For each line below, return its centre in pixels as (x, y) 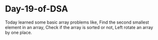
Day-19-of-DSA (37, 9)
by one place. (19, 32)
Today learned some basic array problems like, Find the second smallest (77, 22)
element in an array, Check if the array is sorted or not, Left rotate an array (79, 27)
